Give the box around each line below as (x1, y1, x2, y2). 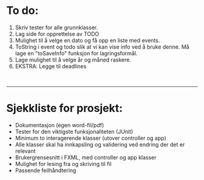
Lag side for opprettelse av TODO (15, 30, 100, 37)
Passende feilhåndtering (15, 167, 76, 174)
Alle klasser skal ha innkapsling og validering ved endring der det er (15, 140, 185, 148)
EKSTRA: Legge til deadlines (15, 62, 87, 70)
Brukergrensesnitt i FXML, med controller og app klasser (15, 153, 157, 161)
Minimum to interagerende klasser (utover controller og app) (15, 134, 167, 142)
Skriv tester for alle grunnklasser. (15, 24, 98, 31)
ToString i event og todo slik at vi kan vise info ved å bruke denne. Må (15, 43, 189, 50)
